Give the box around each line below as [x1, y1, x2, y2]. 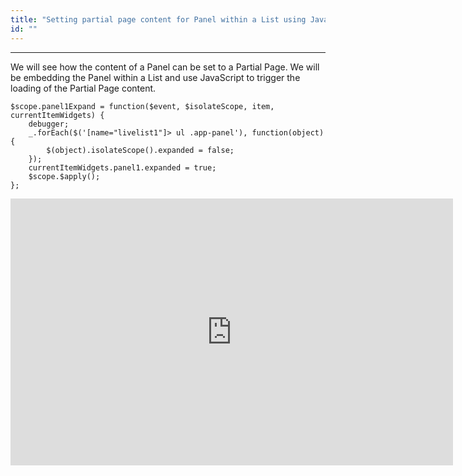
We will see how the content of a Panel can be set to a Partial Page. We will [10, 61, 320, 73]
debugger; [28, 119, 70, 129]
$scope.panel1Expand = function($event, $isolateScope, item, [10, 101, 275, 111]
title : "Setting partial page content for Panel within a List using [10, 14, 307, 25]
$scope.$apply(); [28, 171, 101, 181]
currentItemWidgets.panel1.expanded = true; [28, 162, 217, 173]
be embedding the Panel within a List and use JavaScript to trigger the [10, 71, 301, 83]
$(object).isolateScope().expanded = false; [46, 145, 235, 155]
